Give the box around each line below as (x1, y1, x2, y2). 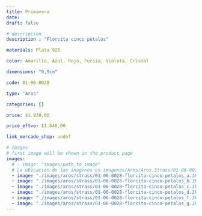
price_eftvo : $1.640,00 (6, 123, 66, 129)
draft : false (6, 20, 39, 26)
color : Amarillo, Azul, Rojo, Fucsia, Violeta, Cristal (6, 58, 149, 64)
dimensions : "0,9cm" (6, 69, 58, 75)
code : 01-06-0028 (6, 79, 50, 86)
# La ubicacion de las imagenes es (11, 167, 101, 173)
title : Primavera (6, 8, 50, 15)
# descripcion (6, 31, 42, 37)
